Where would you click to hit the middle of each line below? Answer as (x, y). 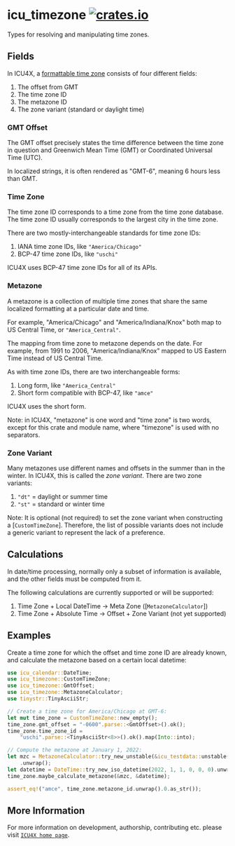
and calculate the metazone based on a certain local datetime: (97, 660)
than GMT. (22, 179)
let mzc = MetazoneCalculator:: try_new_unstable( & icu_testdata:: (104, 757)
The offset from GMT (48, 87)
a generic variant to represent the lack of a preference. (86, 532)
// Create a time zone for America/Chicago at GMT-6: (87, 711)
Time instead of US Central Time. (55, 358)
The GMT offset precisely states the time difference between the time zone (115, 143)
